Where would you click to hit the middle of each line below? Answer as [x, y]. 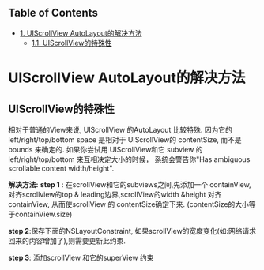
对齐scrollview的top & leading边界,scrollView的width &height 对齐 [115, 194]
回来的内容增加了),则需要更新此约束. [67, 241]
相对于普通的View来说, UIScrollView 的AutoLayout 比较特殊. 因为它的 [121, 129]
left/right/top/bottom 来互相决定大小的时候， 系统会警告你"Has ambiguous [129, 159]
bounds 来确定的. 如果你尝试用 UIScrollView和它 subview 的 [106, 149]
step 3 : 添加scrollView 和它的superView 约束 [81, 257]
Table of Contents [53, 13]
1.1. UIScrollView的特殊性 [72, 43]
